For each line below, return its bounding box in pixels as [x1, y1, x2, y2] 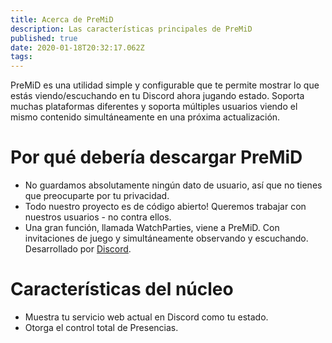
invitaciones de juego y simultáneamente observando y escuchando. [24, 232, 309, 245]
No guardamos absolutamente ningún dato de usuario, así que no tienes [24, 179, 323, 191]
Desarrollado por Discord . [24, 243, 132, 255]
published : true [10, 33, 78, 43]
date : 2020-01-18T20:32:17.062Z [10, 42, 145, 53]
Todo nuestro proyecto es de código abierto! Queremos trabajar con [24, 201, 307, 213]
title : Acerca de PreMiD [10, 14, 114, 25]
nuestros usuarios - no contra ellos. [24, 211, 172, 223]
